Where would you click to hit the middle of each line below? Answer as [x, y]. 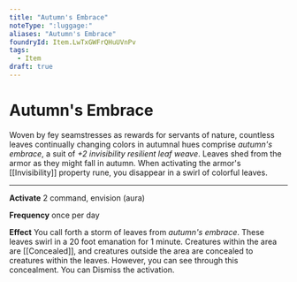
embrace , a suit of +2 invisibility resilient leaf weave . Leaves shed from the [145, 153]
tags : [19, 50]
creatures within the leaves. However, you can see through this [124, 260]
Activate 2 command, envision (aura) [77, 198]
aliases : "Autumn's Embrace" [63, 34]
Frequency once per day [54, 215]
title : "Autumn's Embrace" [59, 17]
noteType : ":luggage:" [51, 26]
